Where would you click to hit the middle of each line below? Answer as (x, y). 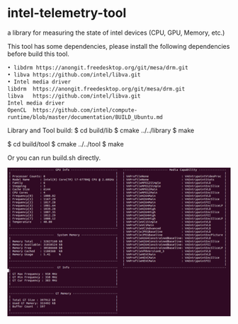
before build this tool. (38, 54)
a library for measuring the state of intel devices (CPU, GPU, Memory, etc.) (116, 33)
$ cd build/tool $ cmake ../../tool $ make (66, 144)
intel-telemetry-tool (67, 13)
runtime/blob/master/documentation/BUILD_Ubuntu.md (85, 117)
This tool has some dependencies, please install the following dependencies (119, 46)
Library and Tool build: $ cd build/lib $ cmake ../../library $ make (101, 130)
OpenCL (17, 110)
